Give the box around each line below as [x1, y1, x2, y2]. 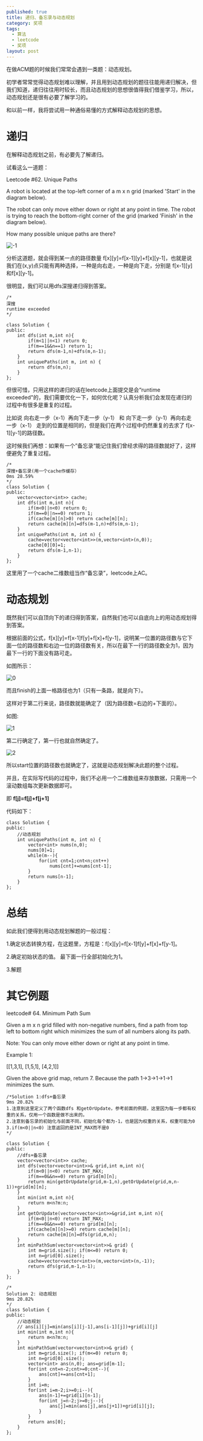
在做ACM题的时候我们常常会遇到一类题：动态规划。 [6, 65, 135, 73]
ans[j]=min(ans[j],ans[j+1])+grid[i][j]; [49, 1403, 155, 1409]
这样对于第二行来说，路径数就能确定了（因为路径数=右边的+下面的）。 [6, 699, 180, 707]
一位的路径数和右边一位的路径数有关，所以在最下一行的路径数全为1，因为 [11, 642, 194, 649]
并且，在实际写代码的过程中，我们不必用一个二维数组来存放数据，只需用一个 [6, 774, 197, 781]
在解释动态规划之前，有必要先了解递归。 [6, 150, 107, 158]
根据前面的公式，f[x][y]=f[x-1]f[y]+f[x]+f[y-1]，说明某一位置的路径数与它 [6, 634, 187, 641]
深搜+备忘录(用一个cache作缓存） [6, 468, 80, 474]
